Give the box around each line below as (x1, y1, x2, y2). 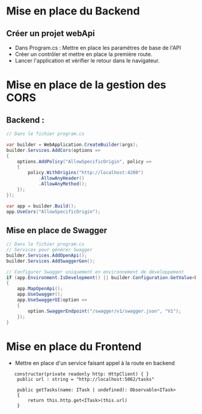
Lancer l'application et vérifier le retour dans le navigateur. (14, 57, 160, 64)
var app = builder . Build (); (6, 203, 77, 209)
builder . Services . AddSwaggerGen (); (6, 258, 96, 264)
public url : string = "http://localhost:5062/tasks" (17, 377, 155, 383)
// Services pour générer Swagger (6, 247, 93, 253)
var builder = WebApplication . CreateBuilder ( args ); (6, 142, 138, 148)
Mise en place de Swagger (6, 225, 108, 236)
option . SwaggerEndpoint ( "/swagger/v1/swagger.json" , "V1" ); (28, 308, 182, 314)
